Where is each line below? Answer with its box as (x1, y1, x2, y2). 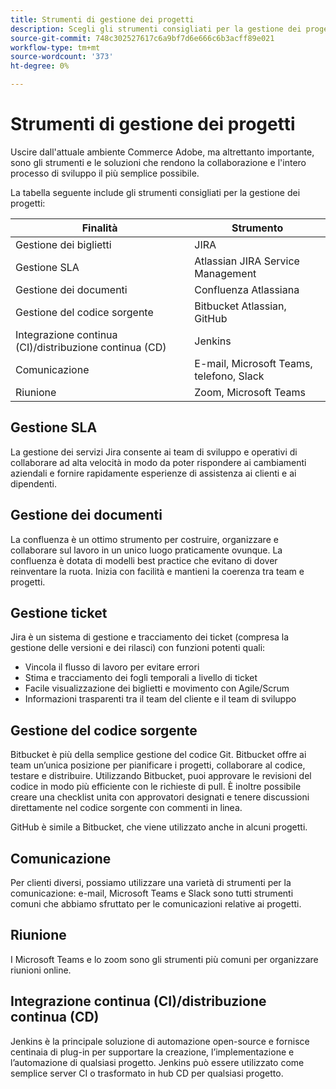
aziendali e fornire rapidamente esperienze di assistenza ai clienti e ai (10, 467, 297, 479)
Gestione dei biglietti (15, 237, 112, 251)
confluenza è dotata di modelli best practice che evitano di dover (10, 554, 278, 566)
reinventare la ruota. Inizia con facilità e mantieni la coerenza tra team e (10, 565, 305, 577)
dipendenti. (10, 477, 57, 490)
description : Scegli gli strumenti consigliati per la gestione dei (10, 24, 302, 34)
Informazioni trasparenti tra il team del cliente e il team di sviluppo (24, 693, 297, 705)
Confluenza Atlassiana (194, 282, 300, 296)
